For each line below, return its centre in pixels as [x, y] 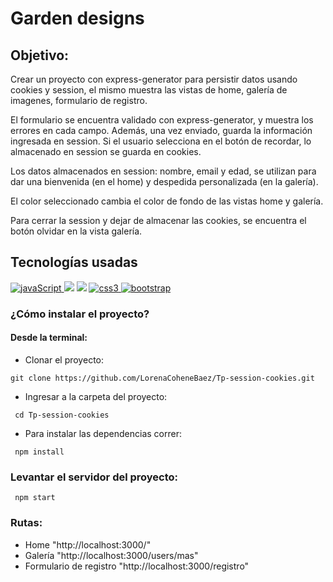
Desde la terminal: [49, 338]
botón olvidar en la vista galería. [76, 231]
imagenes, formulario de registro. [79, 100]
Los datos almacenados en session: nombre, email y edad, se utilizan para [163, 171]
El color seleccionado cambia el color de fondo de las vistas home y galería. [167, 201]
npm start [35, 498]
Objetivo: [40, 55]
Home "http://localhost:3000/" [88, 544]
